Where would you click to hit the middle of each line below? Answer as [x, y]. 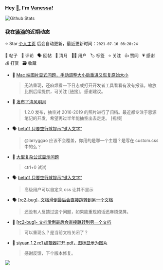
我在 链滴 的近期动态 [27, 32]
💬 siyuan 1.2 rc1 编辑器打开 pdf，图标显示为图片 [60, 243]
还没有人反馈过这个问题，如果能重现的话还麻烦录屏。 [78, 212]
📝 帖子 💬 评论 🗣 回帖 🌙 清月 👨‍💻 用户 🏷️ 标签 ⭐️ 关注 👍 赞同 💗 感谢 [80, 55]
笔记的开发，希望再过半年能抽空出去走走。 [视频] [73, 118]
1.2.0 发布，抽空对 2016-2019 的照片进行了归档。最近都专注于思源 [90, 112]
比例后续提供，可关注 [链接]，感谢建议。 [65, 91]
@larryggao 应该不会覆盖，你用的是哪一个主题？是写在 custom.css [91, 140]
